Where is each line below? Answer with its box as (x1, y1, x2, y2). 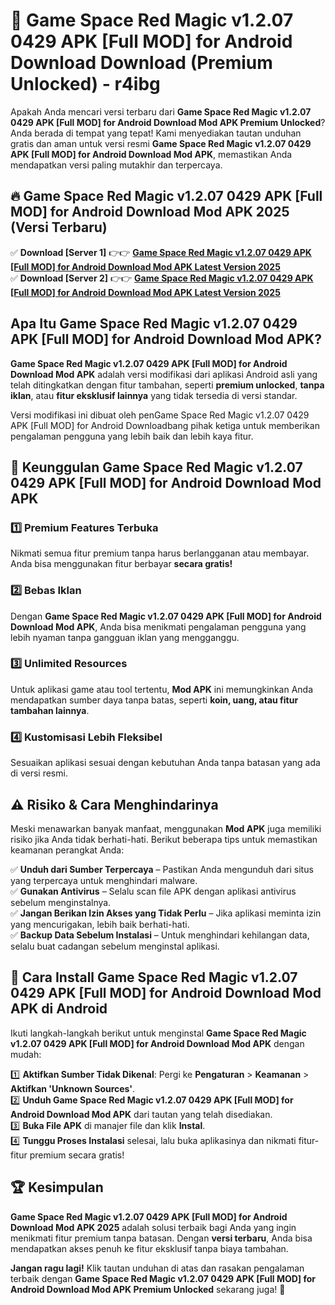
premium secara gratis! (29, 1149, 125, 1161)
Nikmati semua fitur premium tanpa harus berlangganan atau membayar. (10, 547, 310, 559)
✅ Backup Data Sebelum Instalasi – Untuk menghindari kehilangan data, (10, 929, 310, 941)
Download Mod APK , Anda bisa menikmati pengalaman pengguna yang (10, 620, 307, 633)
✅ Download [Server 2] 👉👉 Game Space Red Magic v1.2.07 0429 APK (10, 272, 314, 284)
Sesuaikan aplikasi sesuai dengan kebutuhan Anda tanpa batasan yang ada (10, 757, 321, 769)
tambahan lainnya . (10, 704, 90, 716)
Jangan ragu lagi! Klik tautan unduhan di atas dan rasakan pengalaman (10, 1262, 305, 1274)
